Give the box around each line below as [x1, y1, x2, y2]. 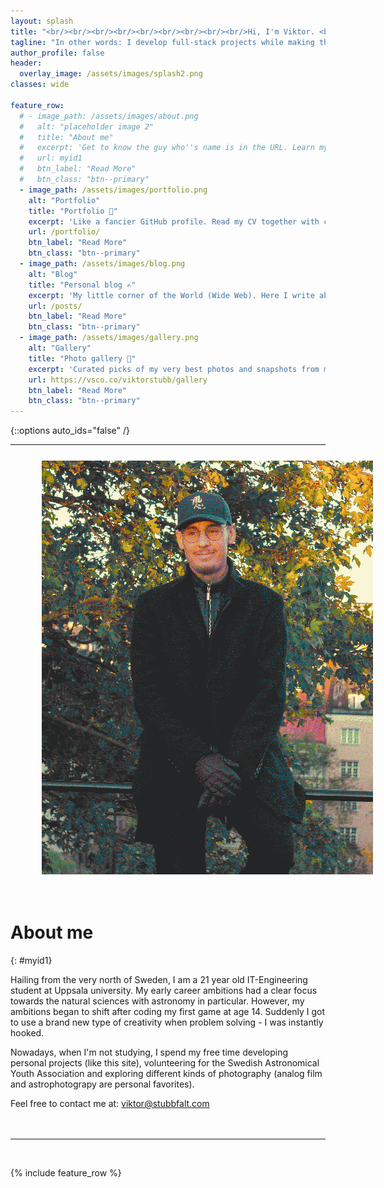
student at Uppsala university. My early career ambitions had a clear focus [10, 985, 318, 997]
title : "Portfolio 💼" [28, 206, 118, 216]
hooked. [10, 1027, 45, 1039]
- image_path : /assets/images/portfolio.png [19, 185, 208, 195]
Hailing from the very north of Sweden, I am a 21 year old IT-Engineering [10, 974, 308, 986]
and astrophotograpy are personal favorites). [10, 1078, 195, 1090]
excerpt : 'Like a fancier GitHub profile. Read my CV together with [28, 216, 320, 227]
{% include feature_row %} [10, 1167, 122, 1179]
